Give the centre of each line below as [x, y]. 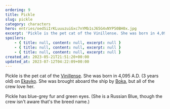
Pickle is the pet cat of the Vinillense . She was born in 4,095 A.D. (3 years [82, 76]
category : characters [28, 24]
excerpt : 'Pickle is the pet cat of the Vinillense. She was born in [80, 33]
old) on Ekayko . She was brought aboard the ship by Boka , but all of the [80, 81]
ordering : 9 [18, 10]
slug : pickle [19, 19]
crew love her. [20, 87]
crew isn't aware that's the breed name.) [48, 102]
